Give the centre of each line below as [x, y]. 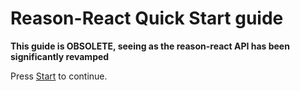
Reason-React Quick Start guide [147, 18]
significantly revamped [60, 56]
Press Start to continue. [59, 76]
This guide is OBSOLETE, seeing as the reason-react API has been [150, 46]
